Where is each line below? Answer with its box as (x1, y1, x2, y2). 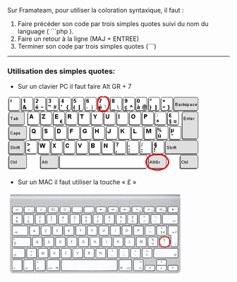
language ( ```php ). (17, 27, 74, 35)
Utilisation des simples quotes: (7, 66, 116, 76)
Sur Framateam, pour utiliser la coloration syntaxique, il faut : (7, 6, 185, 14)
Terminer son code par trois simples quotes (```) (17, 42, 157, 50)
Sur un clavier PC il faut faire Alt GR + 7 (17, 82, 132, 91)
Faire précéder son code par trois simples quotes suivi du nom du (17, 20, 209, 27)
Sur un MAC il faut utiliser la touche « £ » (17, 178, 137, 186)
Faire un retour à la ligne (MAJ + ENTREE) (17, 35, 140, 43)
